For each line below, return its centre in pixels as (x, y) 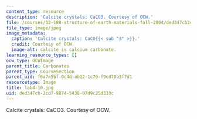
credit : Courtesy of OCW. (43, 45)
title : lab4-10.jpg (30, 88)
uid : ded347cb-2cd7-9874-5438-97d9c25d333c (60, 93)
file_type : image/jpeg (34, 28)
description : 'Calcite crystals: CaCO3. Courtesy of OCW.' (80, 17)
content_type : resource (35, 11)
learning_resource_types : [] (42, 55)
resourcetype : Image (31, 83)
